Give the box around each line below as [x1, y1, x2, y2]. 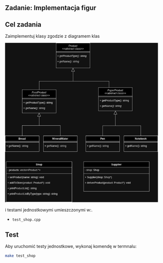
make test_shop [5, 253, 36, 258]
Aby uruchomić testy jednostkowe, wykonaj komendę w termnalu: [5, 243, 137, 249]
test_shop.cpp [12, 217, 41, 222]
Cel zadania [5, 20, 42, 29]
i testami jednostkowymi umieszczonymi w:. [5, 207, 93, 213]
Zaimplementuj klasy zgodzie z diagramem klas [5, 33, 100, 39]
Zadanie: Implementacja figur [5, 4, 97, 12]
